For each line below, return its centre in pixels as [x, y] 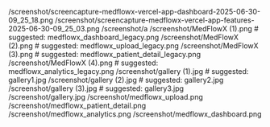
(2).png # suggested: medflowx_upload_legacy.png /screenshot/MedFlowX [134, 46]
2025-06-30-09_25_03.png [54, 29]
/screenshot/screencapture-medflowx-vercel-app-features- [155, 20]
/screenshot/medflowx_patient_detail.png [77, 105]
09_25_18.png [31, 20]
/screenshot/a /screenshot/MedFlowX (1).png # [180, 29]
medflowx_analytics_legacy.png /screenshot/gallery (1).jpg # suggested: [129, 71]
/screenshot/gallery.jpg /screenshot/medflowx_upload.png [106, 97]
